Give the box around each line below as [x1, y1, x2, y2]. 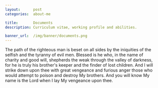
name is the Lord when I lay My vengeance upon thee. [5, 78, 114, 84]
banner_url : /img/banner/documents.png [5, 33, 88, 39]
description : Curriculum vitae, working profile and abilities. [5, 25, 137, 29]
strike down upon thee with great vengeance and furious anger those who [5, 67, 153, 73]
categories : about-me [5, 12, 51, 16]
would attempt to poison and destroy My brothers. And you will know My [5, 73, 150, 78]
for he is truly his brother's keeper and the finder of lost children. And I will [5, 62, 153, 68]
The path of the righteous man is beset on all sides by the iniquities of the [5, 47, 151, 53]
